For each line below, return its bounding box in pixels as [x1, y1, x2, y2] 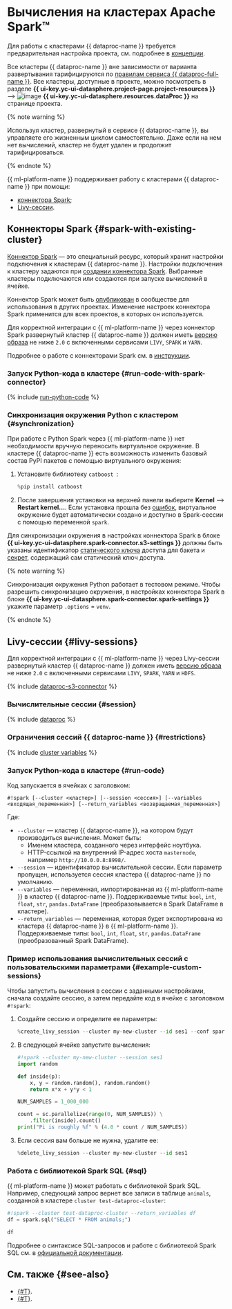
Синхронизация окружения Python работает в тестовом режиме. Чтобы [7, 580, 221, 589]
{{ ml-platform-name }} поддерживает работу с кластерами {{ [7, 174, 189, 183]
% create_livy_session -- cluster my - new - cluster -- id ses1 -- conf [17, 1028, 209, 1035]
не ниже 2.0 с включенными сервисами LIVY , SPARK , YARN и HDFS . [7, 669, 196, 677]
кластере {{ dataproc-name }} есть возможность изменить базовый [7, 449, 207, 457]
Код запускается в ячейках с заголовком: [7, 781, 130, 789]
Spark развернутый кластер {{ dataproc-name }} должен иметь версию [7, 330, 217, 339]
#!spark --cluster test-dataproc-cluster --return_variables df [7, 1210, 196, 1217]
